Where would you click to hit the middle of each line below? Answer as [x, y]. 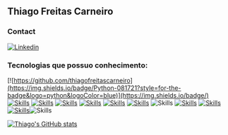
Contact [22, 32]
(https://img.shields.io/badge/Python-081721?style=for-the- [94, 88]
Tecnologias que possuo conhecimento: [78, 65]
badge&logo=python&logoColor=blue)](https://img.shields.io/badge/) [108, 95]
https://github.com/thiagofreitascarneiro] [73, 80]
